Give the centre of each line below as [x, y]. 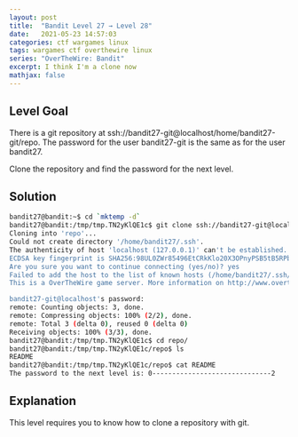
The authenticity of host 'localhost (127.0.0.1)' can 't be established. [149, 250]
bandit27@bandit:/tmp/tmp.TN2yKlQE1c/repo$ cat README [113, 365]
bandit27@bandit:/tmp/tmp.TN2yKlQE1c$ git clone [101, 226]
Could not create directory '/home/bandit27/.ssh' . [106, 242]
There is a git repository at [58, 132]
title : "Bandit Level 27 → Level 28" [81, 26]
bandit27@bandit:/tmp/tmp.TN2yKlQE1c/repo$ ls [97, 349]
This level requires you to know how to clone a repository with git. [129, 422]
